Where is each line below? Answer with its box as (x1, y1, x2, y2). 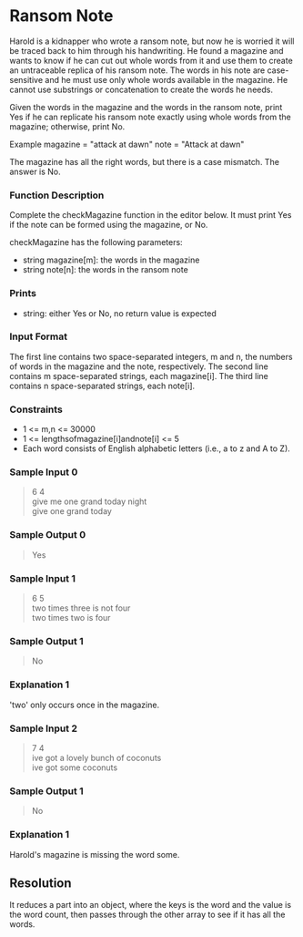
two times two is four (31, 613, 111, 623)
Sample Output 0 (9, 529, 86, 541)
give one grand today (31, 506, 112, 517)
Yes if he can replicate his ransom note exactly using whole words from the (9, 111, 291, 122)
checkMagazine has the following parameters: (9, 237, 184, 248)
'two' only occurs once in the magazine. (9, 699, 160, 710)
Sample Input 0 (9, 466, 78, 479)
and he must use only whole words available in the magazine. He (45, 74, 288, 85)
